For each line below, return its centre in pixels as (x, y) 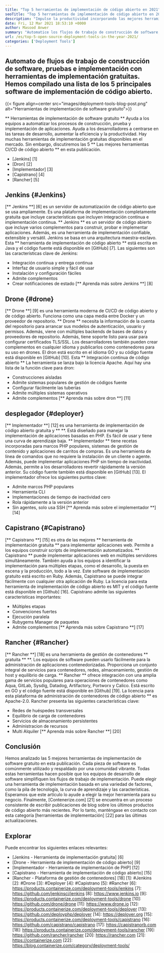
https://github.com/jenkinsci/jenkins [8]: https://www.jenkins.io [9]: (80, 894)
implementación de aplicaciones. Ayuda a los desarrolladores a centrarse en (82, 129)
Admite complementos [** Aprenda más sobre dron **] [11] (71, 398)
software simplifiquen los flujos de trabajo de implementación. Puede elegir (81, 779)
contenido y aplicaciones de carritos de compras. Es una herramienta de (78, 451)
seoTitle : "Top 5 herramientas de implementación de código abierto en (79, 14)
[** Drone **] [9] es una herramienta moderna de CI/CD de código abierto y (81, 311)
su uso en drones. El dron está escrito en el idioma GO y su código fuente (79, 352)
